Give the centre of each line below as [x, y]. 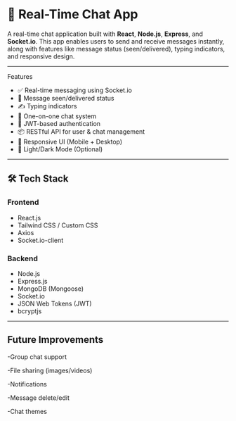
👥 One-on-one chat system [57, 116]
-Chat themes [27, 411]
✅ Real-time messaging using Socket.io [74, 90]
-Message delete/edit [39, 398]
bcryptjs [29, 311]
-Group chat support [37, 357]
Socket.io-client [40, 240]
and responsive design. [41, 56]
